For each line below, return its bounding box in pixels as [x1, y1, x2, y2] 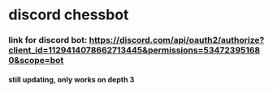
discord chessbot [8, 6, 129, 24]
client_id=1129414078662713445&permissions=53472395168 [8, 44, 261, 56]
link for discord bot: [8, 35, 88, 46]
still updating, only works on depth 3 [8, 74, 135, 84]
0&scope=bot [8, 55, 64, 66]
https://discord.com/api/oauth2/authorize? [89, 35, 265, 46]
